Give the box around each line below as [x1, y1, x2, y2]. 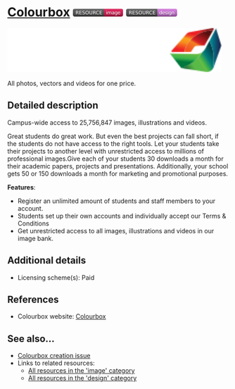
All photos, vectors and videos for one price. [7, 79, 136, 87]
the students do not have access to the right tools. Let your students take [7, 139, 220, 148]
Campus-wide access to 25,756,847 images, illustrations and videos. [7, 118, 208, 127]
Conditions [17, 219, 49, 228]
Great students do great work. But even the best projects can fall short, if [7, 132, 220, 140]
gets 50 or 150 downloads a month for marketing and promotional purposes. [7, 169, 229, 178]
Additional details [7, 254, 87, 266]
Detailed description [7, 99, 99, 111]
